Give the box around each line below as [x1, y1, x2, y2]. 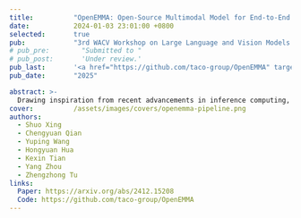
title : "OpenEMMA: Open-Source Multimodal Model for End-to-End [9, 13, 291, 22]
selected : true [9, 29, 90, 38]
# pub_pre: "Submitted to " [9, 46, 142, 55]
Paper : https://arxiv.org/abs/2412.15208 [17, 187, 175, 197]
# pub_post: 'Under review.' [9, 54, 142, 63]
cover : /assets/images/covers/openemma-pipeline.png [9, 104, 246, 113]
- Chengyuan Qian [17, 129, 82, 138]
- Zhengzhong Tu [17, 171, 78, 180]
